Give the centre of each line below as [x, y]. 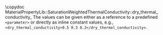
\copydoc [15, 7]
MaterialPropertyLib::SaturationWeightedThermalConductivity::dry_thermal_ [81, 12]
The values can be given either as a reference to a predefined [95, 17]
